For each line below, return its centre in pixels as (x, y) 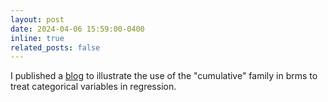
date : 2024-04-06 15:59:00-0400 (77, 29)
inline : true (37, 38)
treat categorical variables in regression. (93, 87)
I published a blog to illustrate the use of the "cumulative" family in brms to (164, 76)
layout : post (37, 19)
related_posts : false (55, 47)
